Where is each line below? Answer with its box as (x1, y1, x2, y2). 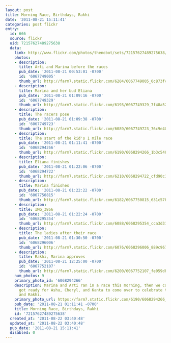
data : (10, 45, 22, 51)
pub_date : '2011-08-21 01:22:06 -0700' (18, 164, 103, 169)
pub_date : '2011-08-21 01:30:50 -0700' (18, 235, 103, 240)
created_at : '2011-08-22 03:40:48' (10, 316, 85, 321)
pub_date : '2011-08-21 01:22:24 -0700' (18, 211, 103, 217)
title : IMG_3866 (18, 207, 53, 212)
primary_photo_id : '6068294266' (14, 278, 83, 283)
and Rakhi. (18, 292, 42, 298)
